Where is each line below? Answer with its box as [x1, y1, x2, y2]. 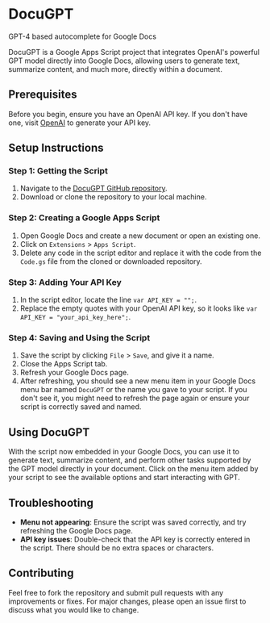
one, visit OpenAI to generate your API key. [8, 118, 152, 128]
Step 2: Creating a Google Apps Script [8, 212, 160, 224]
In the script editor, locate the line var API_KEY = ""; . [19, 295, 197, 305]
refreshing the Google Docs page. [19, 525, 133, 535]
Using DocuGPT [8, 425, 90, 439]
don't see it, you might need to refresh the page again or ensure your [19, 393, 250, 403]
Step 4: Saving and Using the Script [8, 332, 151, 343]
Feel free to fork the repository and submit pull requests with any [8, 587, 224, 597]
